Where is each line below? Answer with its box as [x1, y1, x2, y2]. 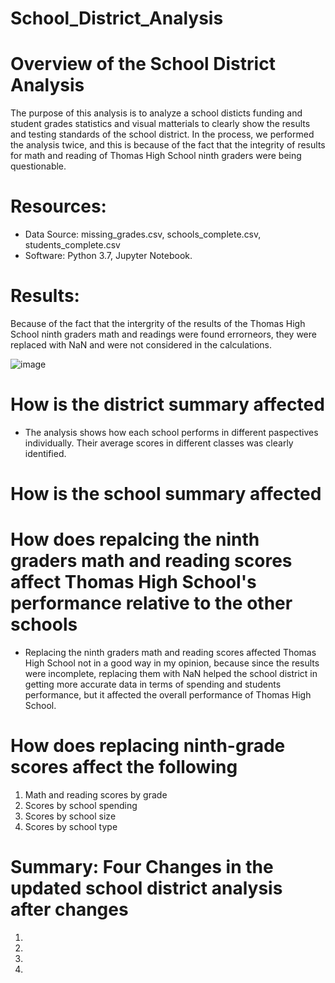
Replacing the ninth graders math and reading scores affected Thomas [24, 647, 317, 659]
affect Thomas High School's [10, 571, 257, 594]
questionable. [10, 160, 67, 172]
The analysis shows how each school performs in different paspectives [24, 426, 319, 438]
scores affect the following [10, 756, 238, 779]
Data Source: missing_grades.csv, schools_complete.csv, [24, 228, 262, 241]
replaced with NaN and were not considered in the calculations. [10, 339, 272, 351]
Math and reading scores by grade [24, 789, 168, 801]
